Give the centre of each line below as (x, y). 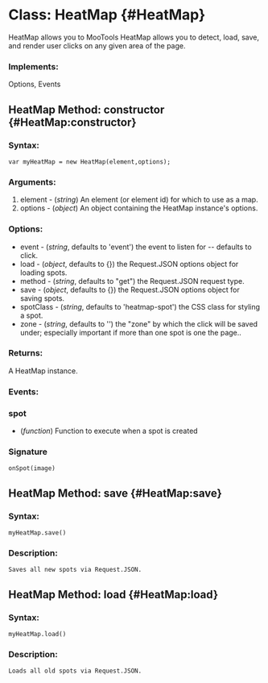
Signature (28, 452)
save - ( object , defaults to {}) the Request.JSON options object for (130, 289)
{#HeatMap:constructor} (72, 122)
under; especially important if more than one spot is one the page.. (130, 332)
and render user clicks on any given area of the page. (97, 45)
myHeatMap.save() (37, 533)
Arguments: (32, 181)
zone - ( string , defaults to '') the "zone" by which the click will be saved (139, 323)
